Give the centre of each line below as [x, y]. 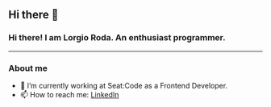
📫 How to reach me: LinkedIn [69, 94]
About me [28, 68]
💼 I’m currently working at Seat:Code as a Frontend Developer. [124, 85]
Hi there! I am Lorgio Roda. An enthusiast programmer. [117, 38]
